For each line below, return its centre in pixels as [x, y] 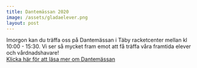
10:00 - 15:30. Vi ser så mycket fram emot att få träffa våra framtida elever [99, 46]
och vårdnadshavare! [33, 53]
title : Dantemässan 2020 [38, 12]
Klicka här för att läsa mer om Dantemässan [61, 59]
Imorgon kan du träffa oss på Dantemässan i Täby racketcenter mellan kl [97, 40]
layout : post [23, 23]
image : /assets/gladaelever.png [47, 17]
